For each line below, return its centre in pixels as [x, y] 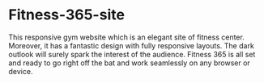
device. [21, 71]
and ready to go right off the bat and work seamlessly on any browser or [130, 63]
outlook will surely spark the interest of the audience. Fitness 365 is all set [132, 54]
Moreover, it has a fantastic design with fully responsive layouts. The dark [132, 45]
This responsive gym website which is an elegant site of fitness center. [126, 37]
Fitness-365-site [67, 15]
